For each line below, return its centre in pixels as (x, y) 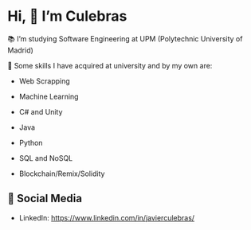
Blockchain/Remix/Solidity (62, 173)
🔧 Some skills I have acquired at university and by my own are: (110, 65)
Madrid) (20, 50)
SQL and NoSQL (46, 158)
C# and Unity (41, 111)
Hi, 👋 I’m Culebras (67, 16)
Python (31, 142)
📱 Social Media (45, 199)
